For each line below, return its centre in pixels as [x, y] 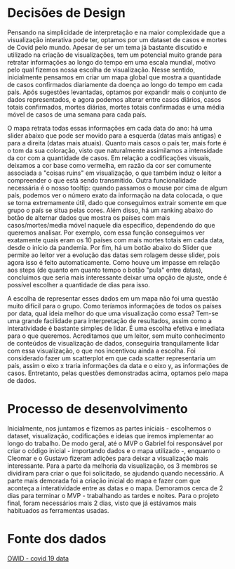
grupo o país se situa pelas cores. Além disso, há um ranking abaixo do [110, 210]
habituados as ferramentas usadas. [58, 510]
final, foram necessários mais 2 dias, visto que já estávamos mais [102, 503]
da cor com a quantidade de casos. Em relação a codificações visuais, [109, 158]
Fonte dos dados [57, 539]
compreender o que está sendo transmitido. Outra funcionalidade [102, 180]
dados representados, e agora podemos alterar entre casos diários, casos [114, 99]
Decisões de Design [67, 13]
